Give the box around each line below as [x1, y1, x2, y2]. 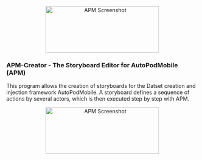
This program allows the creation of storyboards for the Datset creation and [6, 82, 196, 90]
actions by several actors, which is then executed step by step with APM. [6, 95, 190, 102]
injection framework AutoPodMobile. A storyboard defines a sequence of [6, 88, 190, 96]
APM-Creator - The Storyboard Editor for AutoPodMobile [6, 61, 178, 69]
